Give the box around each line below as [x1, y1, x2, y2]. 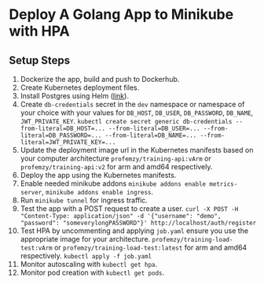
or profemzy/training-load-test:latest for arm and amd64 [54, 242, 247, 252]
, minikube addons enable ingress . [41, 187, 154, 196]
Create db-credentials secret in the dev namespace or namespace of [20, 100, 245, 109]
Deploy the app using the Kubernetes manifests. [20, 171, 177, 180]
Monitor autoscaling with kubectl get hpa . [20, 260, 158, 268]
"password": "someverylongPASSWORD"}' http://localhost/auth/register [20, 219, 257, 227]
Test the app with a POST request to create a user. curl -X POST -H [20, 204, 239, 213]
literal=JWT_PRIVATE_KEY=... [20, 139, 116, 146]
